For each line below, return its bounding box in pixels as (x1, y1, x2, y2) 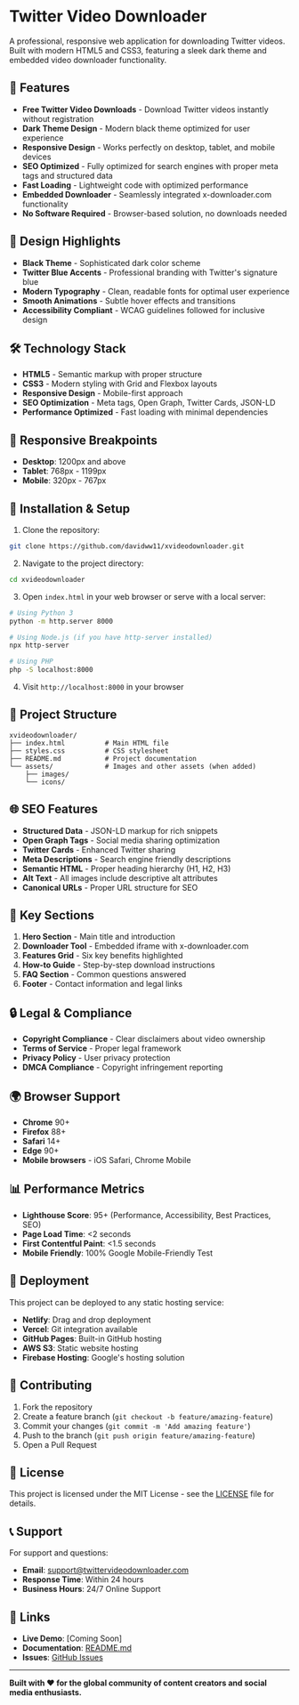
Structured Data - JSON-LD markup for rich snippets (21, 825, 218, 836)
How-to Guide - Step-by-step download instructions (21, 959, 215, 971)
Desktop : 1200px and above (21, 457, 126, 467)
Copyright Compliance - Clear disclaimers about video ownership (21, 1034, 266, 1045)
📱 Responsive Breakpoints (9, 432, 158, 448)
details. (9, 1498, 36, 1509)
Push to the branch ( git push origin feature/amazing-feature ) (21, 1430, 255, 1441)
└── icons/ (25, 777, 66, 787)
